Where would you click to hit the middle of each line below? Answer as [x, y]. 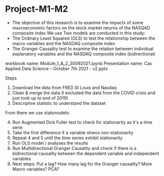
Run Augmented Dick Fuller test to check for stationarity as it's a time [82, 122]
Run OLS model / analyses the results [50, 143]
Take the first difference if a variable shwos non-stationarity [73, 132]
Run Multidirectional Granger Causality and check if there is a [74, 148]
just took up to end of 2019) [40, 98]
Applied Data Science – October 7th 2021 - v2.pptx [56, 68]
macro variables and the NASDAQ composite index [64, 43]
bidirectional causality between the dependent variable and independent [86, 153]
